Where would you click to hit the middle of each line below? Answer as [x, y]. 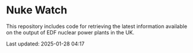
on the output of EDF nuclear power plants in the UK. [70, 32]
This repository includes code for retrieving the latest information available [97, 26]
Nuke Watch [37, 10]
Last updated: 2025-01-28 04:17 [45, 44]
